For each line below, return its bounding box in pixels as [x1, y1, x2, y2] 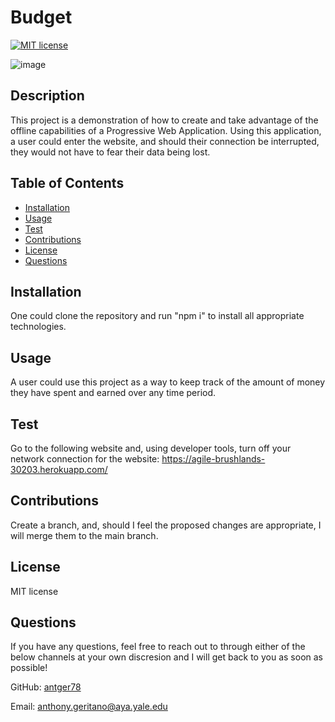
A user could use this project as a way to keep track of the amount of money [10, 376, 326, 388]
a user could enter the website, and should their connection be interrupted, [10, 135, 320, 147]
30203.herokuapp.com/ [10, 464, 108, 475]
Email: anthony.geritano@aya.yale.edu [10, 701, 168, 713]
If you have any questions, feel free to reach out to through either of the [10, 641, 306, 653]
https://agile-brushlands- [161, 453, 266, 465]
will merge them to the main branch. [10, 529, 159, 541]
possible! [10, 662, 48, 674]
